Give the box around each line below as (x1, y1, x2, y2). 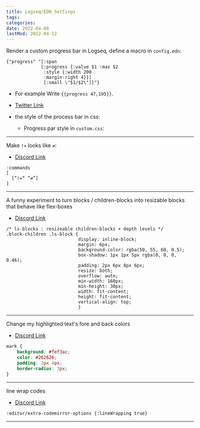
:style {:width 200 (43, 69, 92, 75)
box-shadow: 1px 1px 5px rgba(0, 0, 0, (78, 252, 177, 258)
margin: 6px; (78, 242, 111, 248)
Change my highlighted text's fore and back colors (6, 320, 130, 328)
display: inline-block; (78, 237, 137, 243)
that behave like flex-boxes (6, 203, 73, 210)
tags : (6, 14, 20, 20)
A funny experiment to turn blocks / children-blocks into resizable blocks (6, 197, 185, 204)
